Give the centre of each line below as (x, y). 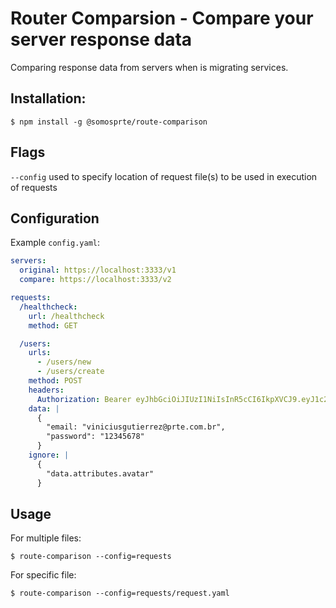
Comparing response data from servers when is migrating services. (149, 67)
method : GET (53, 325)
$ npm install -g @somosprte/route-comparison (109, 122)
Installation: (48, 98)
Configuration (55, 218)
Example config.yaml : (55, 243)
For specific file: (43, 575)
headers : (46, 390)
